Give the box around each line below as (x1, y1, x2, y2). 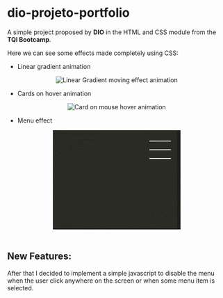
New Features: (7, 251, 72, 262)
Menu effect (17, 116, 53, 125)
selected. (7, 283, 34, 292)
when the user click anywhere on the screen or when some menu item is (7, 276, 215, 285)
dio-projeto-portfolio (7, 5, 130, 21)
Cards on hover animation (17, 89, 92, 97)
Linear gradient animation (17, 62, 91, 70)
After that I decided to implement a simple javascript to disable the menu (7, 269, 215, 277)
